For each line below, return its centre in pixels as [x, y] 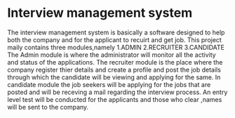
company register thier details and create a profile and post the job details [114, 70]
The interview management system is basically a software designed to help [116, 32]
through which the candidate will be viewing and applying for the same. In [114, 77]
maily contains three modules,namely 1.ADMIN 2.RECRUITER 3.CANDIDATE [116, 47]
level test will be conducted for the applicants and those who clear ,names [115, 99]
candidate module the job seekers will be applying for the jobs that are [109, 84]
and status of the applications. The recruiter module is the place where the [115, 62]
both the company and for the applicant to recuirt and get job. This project [115, 39]
